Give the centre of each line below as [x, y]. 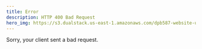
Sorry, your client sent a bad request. [52, 40]
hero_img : [19, 23]
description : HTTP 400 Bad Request [51, 17]
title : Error [23, 12]
